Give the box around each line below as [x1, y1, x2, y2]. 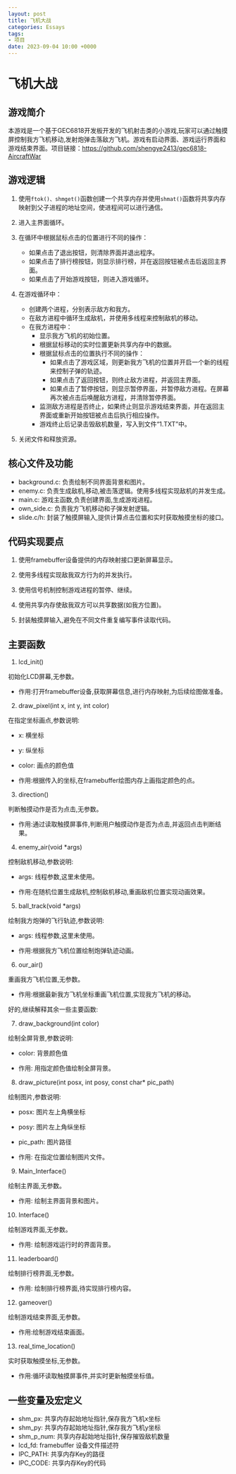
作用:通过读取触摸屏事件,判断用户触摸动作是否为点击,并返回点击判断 [18, 820, 216, 828]
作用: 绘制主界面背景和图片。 [18, 1197, 103, 1205]
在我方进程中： [28, 323, 73, 331]
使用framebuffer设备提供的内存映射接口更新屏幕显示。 [18, 556, 177, 564]
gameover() [18, 1299, 53, 1307]
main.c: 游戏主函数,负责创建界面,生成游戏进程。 [18, 495, 156, 504]
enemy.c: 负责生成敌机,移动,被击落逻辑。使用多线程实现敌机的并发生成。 [18, 486, 230, 495]
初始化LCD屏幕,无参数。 [8, 673, 78, 681]
